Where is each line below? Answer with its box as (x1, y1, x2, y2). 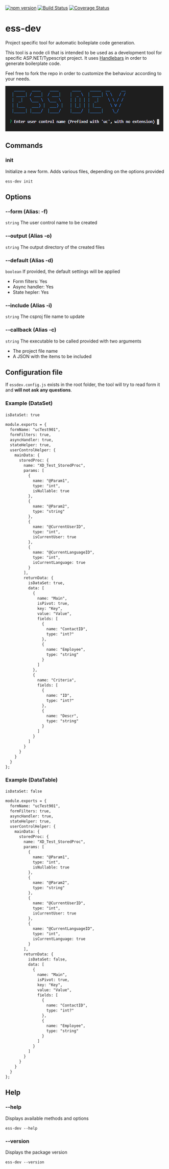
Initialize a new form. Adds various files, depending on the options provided (5, 168, 164, 174)
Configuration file (5, 368, 63, 377)
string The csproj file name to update (5, 313, 85, 319)
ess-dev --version (5, 1159, 44, 1165)
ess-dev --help (5, 1126, 38, 1131)
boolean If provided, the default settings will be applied (5, 268, 120, 274)
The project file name (12, 348, 58, 354)
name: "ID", (46, 693, 72, 698)
